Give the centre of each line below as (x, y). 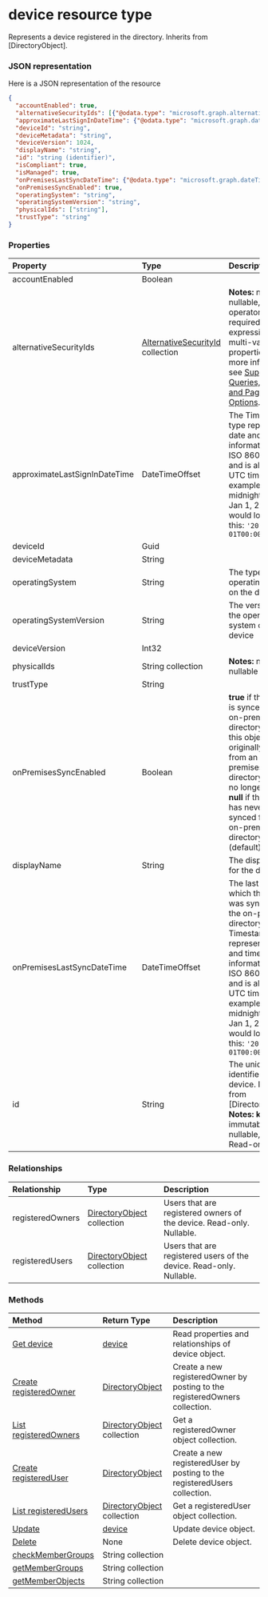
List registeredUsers (50, 1511)
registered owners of (202, 1212)
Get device (33, 1343)
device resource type (81, 15)
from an (243, 758)
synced (242, 818)
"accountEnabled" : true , (57, 106)
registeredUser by (207, 1463)
